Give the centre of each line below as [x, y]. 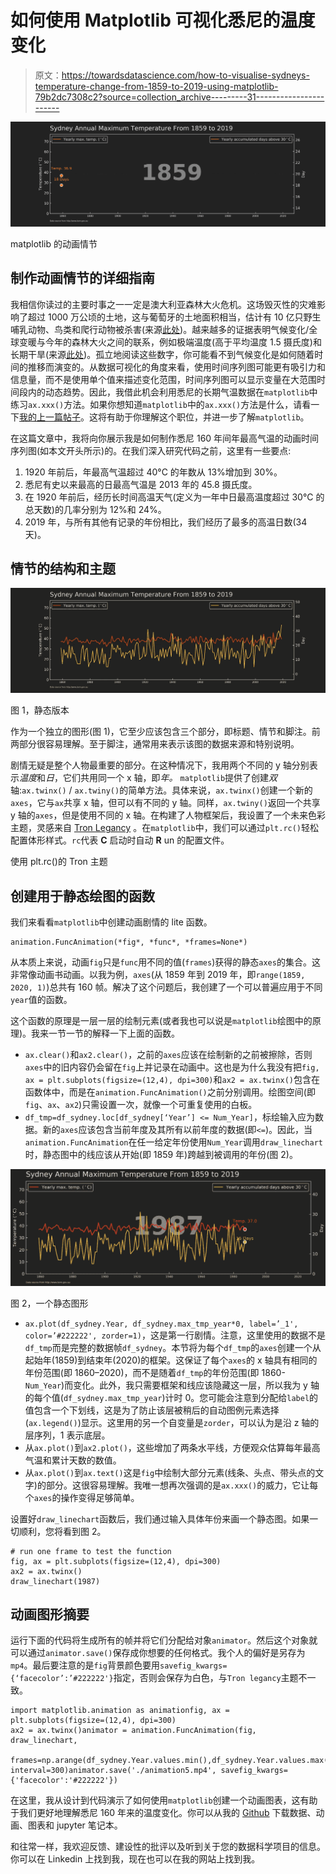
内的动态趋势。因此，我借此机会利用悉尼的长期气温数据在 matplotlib [168, 392]
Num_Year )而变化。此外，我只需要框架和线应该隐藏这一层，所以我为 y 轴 [172, 1385]
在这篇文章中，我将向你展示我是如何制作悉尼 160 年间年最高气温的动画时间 [165, 438]
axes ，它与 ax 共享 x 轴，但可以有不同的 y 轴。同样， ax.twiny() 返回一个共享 [165, 803]
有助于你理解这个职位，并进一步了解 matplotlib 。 [208, 417]
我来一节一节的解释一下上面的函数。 [106, 1033]
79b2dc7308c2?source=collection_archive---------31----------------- [179, 97]
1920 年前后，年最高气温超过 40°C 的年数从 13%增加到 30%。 [153, 472]
